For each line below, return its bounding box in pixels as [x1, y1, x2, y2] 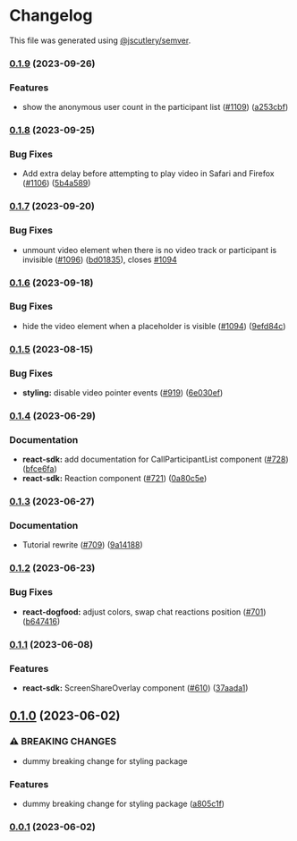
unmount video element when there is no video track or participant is [21, 244, 277, 255]
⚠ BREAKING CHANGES [9, 735, 117, 748]
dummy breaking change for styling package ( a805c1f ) [21, 798, 225, 809]
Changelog [9, 5, 93, 26]
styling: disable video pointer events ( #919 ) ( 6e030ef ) [21, 387, 224, 398]
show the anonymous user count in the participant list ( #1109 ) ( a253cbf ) [21, 102, 289, 113]
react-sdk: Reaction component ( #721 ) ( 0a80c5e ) [21, 473, 208, 484]
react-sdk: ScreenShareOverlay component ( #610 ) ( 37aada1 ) [21, 682, 249, 693]
